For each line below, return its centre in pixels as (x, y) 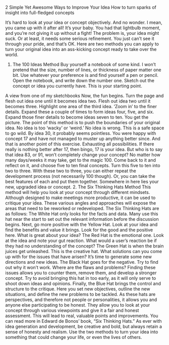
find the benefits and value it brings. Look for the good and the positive (79, 230)
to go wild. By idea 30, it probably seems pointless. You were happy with (81, 133)
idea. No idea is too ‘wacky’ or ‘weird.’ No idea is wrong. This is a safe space (85, 128)
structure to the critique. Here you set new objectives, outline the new (78, 289)
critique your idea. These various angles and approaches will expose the (81, 203)
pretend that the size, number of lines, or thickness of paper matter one (87, 70)
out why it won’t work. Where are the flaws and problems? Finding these (80, 267)
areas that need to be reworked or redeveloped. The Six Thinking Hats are (82, 208)
